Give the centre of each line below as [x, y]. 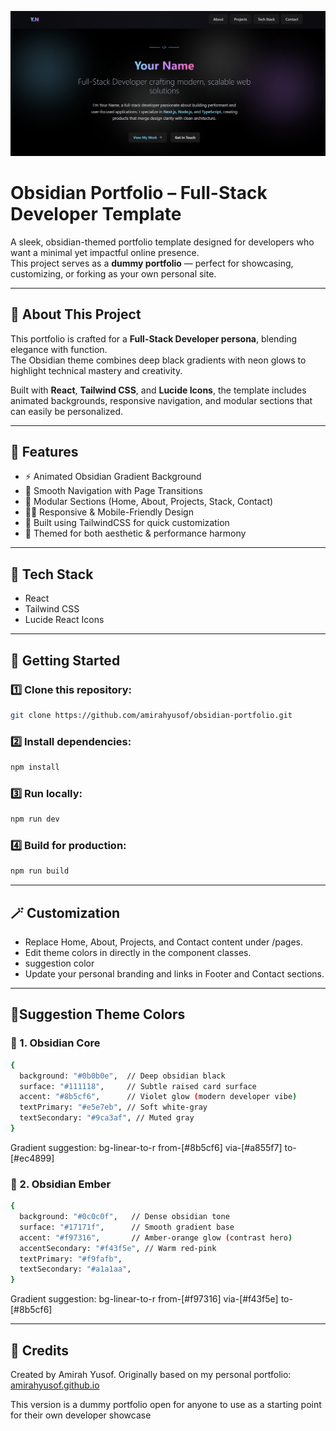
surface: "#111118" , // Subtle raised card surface [138, 1086]
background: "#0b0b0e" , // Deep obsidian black [122, 1076]
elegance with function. [59, 349]
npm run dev [35, 819]
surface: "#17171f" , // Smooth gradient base [127, 1227]
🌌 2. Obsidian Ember [61, 1184]
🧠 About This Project [76, 314]
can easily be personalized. [67, 411]
